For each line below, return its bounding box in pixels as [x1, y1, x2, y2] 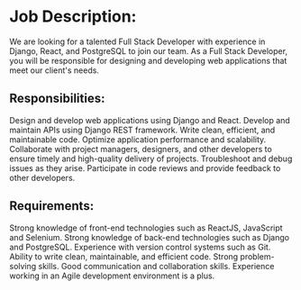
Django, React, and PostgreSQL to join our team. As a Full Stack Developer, [9, 45, 288, 56]
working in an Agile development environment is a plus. [9, 270, 215, 281]
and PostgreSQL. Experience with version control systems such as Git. [9, 241, 271, 252]
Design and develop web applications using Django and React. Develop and [9, 114, 290, 125]
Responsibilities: [9, 91, 105, 106]
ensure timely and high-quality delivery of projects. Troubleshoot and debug [9, 153, 293, 164]
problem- [240, 250, 275, 262]
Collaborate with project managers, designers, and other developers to [9, 143, 272, 154]
